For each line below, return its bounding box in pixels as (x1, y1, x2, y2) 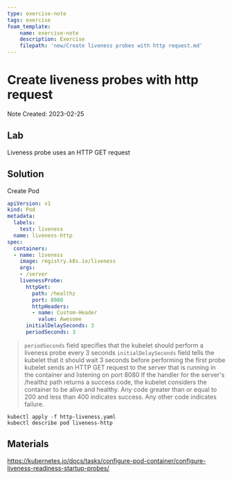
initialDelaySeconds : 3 (25, 323, 95, 329)
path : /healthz (32, 290, 76, 297)
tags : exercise (7, 17, 51, 24)
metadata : (7, 213, 36, 220)
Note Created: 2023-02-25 (7, 109, 84, 118)
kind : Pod (7, 206, 36, 213)
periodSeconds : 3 (25, 329, 76, 336)
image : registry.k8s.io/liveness (19, 257, 116, 265)
